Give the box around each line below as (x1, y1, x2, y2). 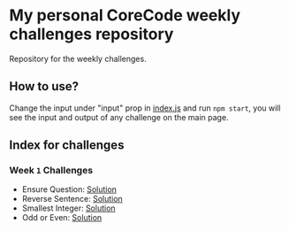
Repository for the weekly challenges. (9, 53, 148, 64)
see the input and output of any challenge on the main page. (9, 112, 229, 122)
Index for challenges (9, 138, 125, 153)
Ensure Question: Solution (21, 184, 118, 195)
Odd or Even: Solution (21, 212, 103, 223)
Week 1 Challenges (9, 165, 94, 177)
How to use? (9, 79, 80, 94)
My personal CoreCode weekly (9, 5, 241, 26)
